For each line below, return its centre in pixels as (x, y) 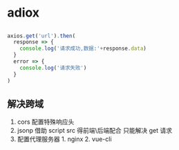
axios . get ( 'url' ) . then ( (41, 36)
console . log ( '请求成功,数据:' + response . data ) (83, 49)
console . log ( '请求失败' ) (53, 68)
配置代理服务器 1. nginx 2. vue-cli (64, 139)
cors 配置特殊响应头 (46, 122)
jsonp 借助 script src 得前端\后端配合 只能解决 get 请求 (95, 131)
